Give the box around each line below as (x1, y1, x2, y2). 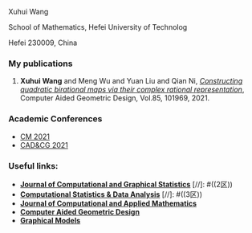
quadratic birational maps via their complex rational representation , (19, 84, 245, 95)
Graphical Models (19, 215, 81, 225)
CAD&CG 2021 (19, 140, 68, 149)
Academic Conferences (8, 113, 103, 125)
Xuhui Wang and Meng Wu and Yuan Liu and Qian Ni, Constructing (19, 76, 243, 86)
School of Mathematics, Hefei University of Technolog (8, 22, 188, 31)
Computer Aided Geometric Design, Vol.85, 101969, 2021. (19, 93, 210, 103)
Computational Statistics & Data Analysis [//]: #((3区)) (19, 189, 203, 199)
